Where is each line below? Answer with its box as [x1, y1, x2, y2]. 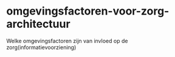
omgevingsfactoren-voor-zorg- [6, 4, 170, 18]
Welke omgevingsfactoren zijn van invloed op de [6, 37, 128, 44]
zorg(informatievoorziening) [6, 44, 77, 51]
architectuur [6, 17, 71, 31]
